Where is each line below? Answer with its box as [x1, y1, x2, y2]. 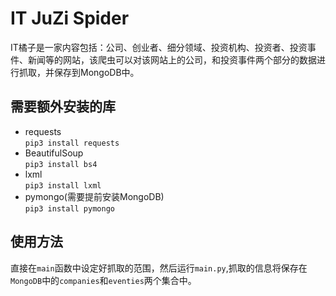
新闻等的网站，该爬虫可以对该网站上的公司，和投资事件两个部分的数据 [27, 53, 317, 66]
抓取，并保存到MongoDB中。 [18, 66, 140, 78]
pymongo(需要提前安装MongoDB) [24, 190, 165, 202]
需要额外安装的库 [10, 98, 116, 116]
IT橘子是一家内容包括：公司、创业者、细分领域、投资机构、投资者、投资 [10, 41, 308, 53]
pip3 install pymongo [24, 203, 115, 214]
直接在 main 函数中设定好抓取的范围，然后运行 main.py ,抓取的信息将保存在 [10, 262, 308, 274]
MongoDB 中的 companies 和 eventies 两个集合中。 [10, 274, 197, 286]
